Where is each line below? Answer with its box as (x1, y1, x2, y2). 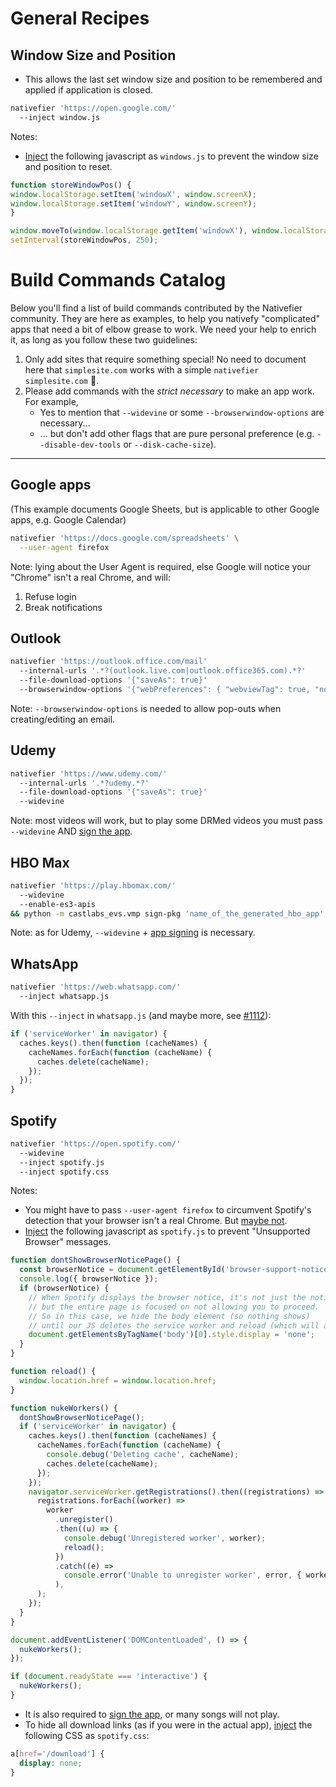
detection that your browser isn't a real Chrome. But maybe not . (24, 1215, 288, 1227)
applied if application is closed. (24, 84, 153, 96)
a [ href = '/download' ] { (10, 1748, 105, 1759)
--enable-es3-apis (19, 899, 97, 909)
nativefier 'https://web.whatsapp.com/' (10, 982, 182, 992)
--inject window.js (19, 112, 101, 122)
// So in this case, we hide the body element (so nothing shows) (28, 1311, 311, 1321)
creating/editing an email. (10, 713, 116, 725)
